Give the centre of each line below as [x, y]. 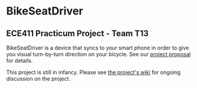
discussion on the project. [39, 79]
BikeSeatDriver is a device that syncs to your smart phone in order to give [98, 48]
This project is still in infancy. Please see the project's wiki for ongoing [93, 72]
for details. [20, 61]
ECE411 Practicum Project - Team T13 [77, 33]
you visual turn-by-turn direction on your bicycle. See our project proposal [98, 54]
